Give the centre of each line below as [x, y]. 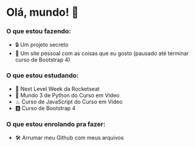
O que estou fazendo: [39, 31]
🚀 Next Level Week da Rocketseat [57, 89]
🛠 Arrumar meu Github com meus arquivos [69, 138]
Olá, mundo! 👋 [43, 12]
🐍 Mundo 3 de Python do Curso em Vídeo [67, 95]
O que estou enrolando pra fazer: [56, 124]
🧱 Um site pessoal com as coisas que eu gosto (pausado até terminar [102, 53]
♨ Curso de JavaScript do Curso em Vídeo [69, 102]
